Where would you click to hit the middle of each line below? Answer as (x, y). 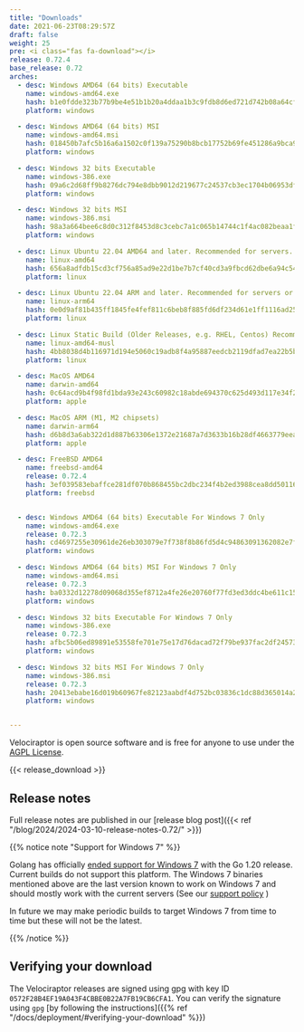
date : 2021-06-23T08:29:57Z (62, 26)
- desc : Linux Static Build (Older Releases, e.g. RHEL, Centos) (143, 334)
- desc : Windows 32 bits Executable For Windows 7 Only (125, 617)
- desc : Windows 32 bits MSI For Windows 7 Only (111, 667)
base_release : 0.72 (46, 69)
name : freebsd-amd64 (64, 468)
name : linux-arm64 (60, 301)
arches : (24, 77)
